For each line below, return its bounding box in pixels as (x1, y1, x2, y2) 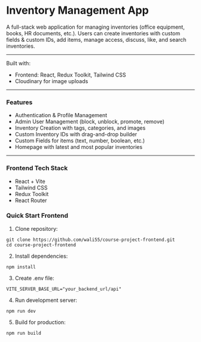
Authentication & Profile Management (14, 112, 108, 119)
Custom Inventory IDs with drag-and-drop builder (14, 131, 138, 138)
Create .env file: (14, 274, 54, 282)
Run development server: (14, 297, 78, 304)
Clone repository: (14, 225, 58, 232)
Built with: (6, 59, 31, 66)
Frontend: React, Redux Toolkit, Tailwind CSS (14, 71, 126, 78)
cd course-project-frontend (6, 242, 77, 248)
